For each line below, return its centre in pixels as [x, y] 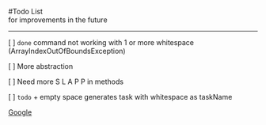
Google [20, 112]
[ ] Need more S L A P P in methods [66, 81]
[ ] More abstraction [41, 66]
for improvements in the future [58, 20]
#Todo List [26, 11]
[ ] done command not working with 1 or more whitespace [101, 42]
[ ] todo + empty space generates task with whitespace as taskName [120, 97]
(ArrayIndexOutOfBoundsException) [67, 51]
